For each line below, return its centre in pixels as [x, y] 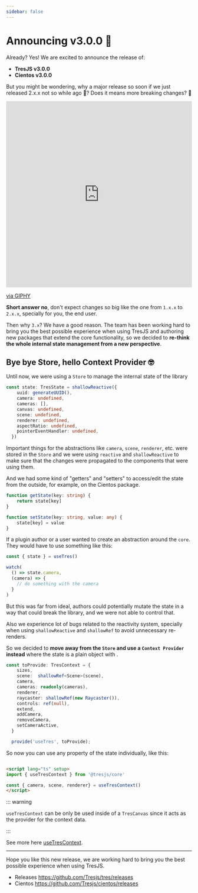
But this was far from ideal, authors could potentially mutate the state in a [95, 606]
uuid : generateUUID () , [44, 393]
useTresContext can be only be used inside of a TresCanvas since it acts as [96, 813]
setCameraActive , [38, 726]
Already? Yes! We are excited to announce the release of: [76, 57]
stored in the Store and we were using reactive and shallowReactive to [93, 454]
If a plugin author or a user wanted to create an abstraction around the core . [98, 539]
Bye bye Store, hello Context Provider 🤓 [80, 362]
